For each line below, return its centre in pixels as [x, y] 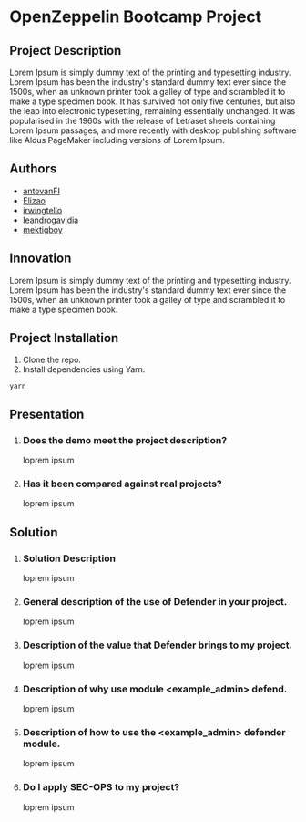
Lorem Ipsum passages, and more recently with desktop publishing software [153, 130]
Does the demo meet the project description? [125, 440]
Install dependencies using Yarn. [84, 369]
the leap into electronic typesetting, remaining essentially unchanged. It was [153, 111]
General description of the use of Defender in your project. [155, 602]
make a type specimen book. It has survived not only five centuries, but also [153, 101]
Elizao [34, 200]
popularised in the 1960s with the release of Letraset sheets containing [143, 121]
